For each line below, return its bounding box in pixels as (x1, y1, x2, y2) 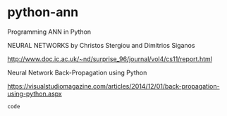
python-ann (7, 4, 79, 20)
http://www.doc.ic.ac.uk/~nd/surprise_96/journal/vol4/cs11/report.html (7, 54, 213, 63)
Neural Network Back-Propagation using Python (7, 68, 147, 77)
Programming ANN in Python (7, 27, 92, 36)
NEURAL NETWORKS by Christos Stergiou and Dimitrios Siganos (7, 41, 195, 49)
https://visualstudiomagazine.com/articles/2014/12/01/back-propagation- (7, 82, 220, 90)
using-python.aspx (7, 89, 62, 98)
